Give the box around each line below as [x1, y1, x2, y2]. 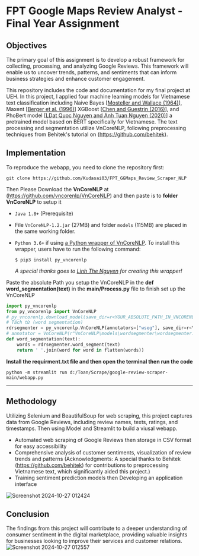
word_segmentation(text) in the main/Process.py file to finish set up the [6, 285, 185, 292]
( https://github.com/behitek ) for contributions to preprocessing [14, 462, 169, 469]
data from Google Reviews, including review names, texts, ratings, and [6, 418, 178, 425]
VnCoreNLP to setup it [6, 198, 62, 206]
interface [14, 480, 37, 488]
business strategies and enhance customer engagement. [6, 75, 145, 82]
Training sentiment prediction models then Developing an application [14, 474, 183, 481]
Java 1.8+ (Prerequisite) [14, 210, 74, 217]
